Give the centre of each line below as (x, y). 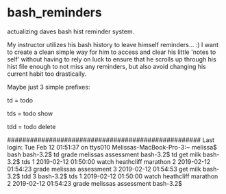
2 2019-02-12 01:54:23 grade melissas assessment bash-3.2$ (95, 183)
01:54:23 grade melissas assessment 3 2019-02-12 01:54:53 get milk (104, 169)
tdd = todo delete (32, 126)
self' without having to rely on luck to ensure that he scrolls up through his (112, 59)
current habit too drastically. (47, 74)
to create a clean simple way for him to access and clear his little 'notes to (112, 52)
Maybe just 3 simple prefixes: (49, 87)
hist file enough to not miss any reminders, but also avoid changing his (107, 66)
